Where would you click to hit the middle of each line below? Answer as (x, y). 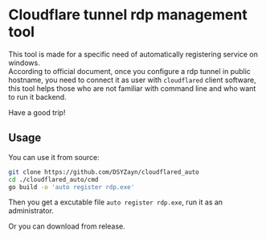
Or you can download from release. (67, 226)
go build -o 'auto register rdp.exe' (72, 187)
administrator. (31, 211)
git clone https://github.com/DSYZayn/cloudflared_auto (104, 172)
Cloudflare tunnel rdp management (128, 15)
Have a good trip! (37, 112)
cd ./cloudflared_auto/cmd (53, 179)
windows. (24, 63)
